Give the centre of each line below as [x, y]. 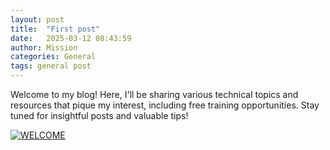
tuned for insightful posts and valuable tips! [99, 115]
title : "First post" [55, 29]
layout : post [37, 19]
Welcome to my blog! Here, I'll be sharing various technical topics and [154, 94]
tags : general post [51, 66]
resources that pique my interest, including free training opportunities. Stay [165, 105]
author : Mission [44, 47]
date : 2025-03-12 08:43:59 [71, 38]
